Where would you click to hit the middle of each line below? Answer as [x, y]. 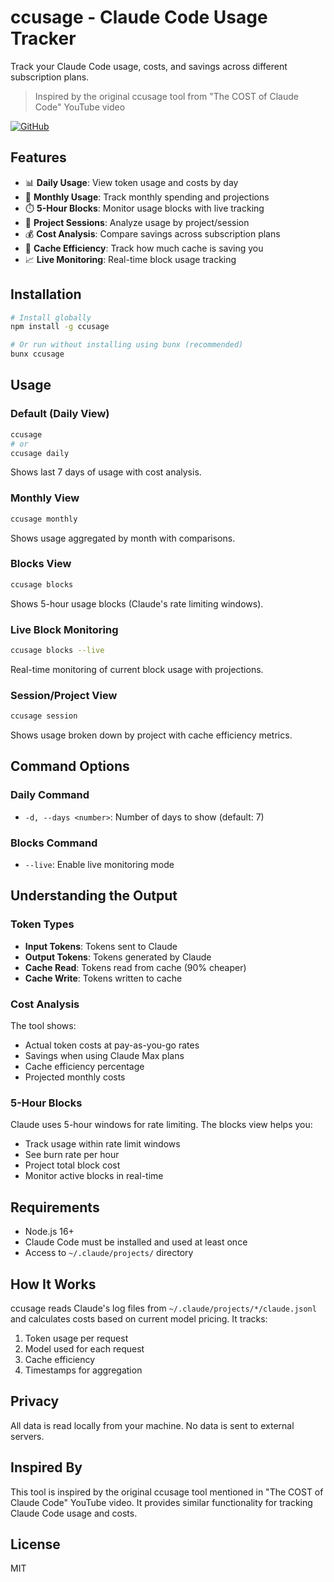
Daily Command [50, 795]
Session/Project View [64, 695]
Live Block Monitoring [64, 629]
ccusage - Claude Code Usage [139, 17]
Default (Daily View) [60, 414]
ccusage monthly [44, 519]
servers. [27, 1436]
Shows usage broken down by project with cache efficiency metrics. [151, 735]
